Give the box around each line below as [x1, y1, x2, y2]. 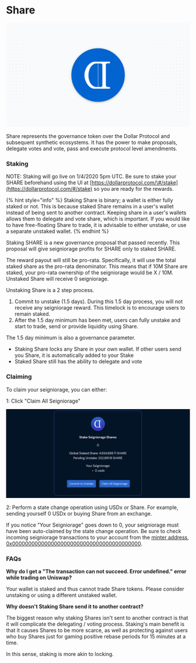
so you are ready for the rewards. [93, 185, 174, 193]
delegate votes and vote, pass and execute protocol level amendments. [6, 145, 178, 152]
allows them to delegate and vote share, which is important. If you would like [6, 215, 190, 222]
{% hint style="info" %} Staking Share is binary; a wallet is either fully [6, 197, 173, 204]
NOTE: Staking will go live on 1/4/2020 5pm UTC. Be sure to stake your [6, 173, 177, 180]
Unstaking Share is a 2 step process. [6, 287, 94, 294]
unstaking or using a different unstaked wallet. [6, 592, 118, 599]
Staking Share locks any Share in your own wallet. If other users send [14, 346, 182, 353]
